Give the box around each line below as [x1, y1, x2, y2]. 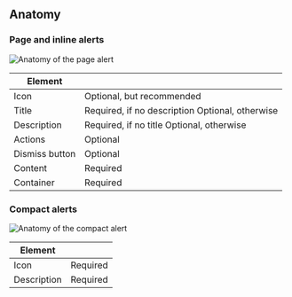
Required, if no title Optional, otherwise [83, 119, 247, 131]
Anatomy [9, 7, 61, 22]
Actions [13, 133, 46, 145]
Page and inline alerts [9, 34, 105, 46]
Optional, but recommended [83, 90, 201, 102]
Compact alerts [9, 203, 78, 215]
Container [13, 176, 55, 189]
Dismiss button [13, 147, 76, 160]
